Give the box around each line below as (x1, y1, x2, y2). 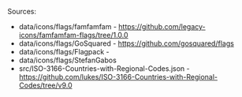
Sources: (7, 7, 37, 16)
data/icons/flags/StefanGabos (18, 55, 117, 65)
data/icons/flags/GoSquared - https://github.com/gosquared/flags (18, 39, 234, 48)
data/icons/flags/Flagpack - (18, 47, 110, 56)
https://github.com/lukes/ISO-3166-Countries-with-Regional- (18, 73, 218, 81)
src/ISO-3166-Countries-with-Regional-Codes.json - (18, 64, 190, 73)
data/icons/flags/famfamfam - (18, 22, 117, 31)
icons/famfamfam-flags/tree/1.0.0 (18, 31, 128, 39)
